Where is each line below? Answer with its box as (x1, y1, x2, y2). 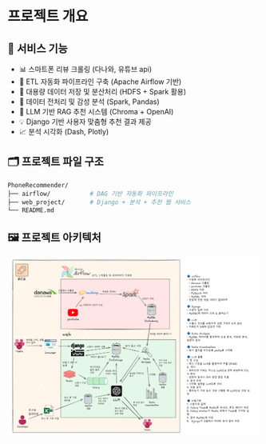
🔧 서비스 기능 (7, 42, 69, 55)
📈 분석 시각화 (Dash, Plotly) (18, 127, 109, 136)
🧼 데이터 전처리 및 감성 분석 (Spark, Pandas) (18, 97, 161, 106)
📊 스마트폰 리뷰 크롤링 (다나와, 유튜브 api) (18, 65, 153, 74)
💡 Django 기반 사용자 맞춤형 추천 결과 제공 (18, 117, 153, 126)
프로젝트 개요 (7, 7, 89, 26)
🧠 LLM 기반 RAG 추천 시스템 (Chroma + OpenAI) (18, 107, 174, 116)
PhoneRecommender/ (7, 181, 69, 189)
